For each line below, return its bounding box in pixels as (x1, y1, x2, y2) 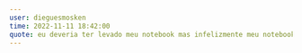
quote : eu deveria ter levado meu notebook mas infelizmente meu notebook (9, 30, 296, 39)
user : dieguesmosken (9, 13, 87, 22)
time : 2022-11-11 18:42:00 (9, 22, 111, 31)
